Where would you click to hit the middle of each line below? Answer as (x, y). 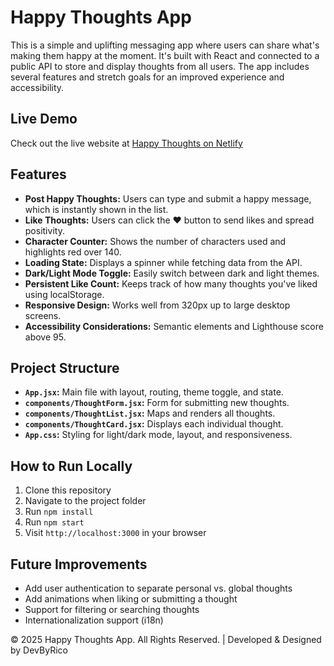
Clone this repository (68, 490)
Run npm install (59, 512)
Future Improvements (79, 564)
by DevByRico (39, 650)
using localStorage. (64, 294)
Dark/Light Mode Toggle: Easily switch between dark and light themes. (172, 273)
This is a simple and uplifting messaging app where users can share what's (165, 45)
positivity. (44, 230)
